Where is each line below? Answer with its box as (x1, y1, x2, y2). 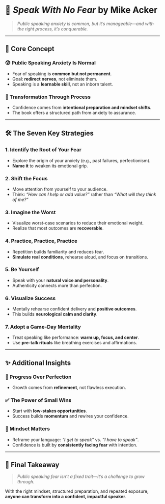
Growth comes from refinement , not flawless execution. (12, 385, 126, 391)
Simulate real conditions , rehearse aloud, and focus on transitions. (12, 254, 148, 260)
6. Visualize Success (5, 295, 56, 302)
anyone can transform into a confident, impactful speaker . (5, 494, 127, 500)
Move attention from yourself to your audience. (12, 186, 108, 192)
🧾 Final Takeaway (5, 461, 60, 469)
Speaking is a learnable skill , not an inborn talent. (12, 81, 113, 87)
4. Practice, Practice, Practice (5, 238, 78, 245)
